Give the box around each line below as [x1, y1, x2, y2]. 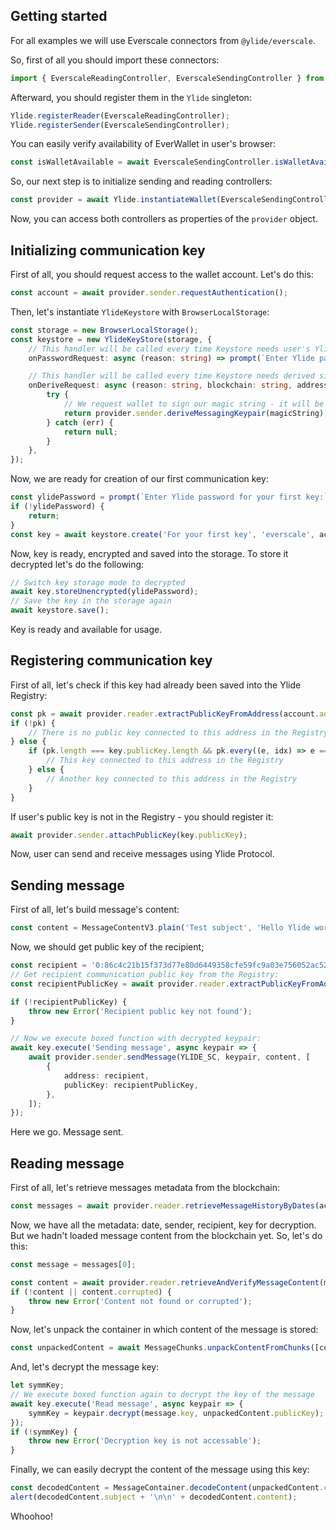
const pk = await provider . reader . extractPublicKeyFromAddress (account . [10, 709, 320, 719]
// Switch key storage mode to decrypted [10, 577, 186, 588]
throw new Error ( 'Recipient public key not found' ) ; [28, 1006, 253, 1016]
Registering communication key [10, 652, 213, 669]
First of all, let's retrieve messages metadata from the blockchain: [10, 1182, 281, 1194]
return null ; [63, 427, 118, 437]
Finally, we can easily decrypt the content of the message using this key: [10, 1464, 310, 1476]
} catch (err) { [46, 417, 114, 428]
